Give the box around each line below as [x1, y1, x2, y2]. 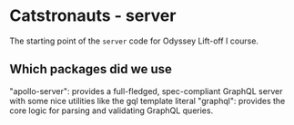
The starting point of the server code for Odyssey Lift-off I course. [9, 35, 259, 46]
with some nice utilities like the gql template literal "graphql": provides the [9, 95, 286, 106]
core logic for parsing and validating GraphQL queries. [9, 105, 214, 116]
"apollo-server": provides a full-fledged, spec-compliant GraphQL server [9, 85, 283, 96]
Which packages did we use [9, 62, 173, 77]
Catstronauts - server [9, 5, 177, 26]
